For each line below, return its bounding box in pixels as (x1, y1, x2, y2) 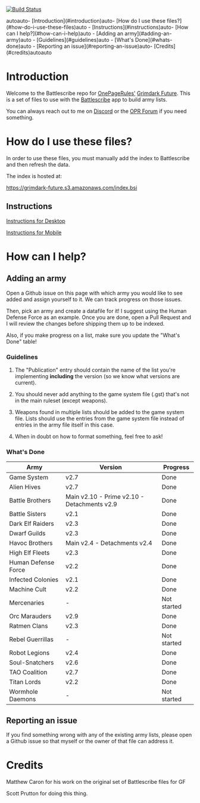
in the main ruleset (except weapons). (14, 397, 108, 404)
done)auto (6, 42, 32, 50)
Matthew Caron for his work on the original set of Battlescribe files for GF (6, 779, 186, 786)
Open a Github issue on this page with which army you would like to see (6, 289, 183, 296)
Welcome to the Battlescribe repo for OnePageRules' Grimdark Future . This (6, 90, 190, 97)
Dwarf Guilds (9, 529, 46, 538)
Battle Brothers (9, 496, 51, 505)
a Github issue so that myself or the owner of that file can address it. (6, 738, 174, 745)
